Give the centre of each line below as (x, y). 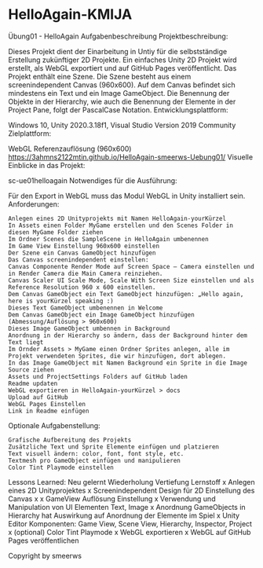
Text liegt (26, 342)
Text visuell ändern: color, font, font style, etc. (96, 453)
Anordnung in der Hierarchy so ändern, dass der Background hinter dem (128, 335)
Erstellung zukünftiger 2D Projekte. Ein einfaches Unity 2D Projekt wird (122, 60)
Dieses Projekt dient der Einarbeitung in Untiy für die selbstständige (118, 51)
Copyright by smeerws (45, 555)
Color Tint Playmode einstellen (61, 467)
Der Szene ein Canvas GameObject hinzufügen (82, 253)
